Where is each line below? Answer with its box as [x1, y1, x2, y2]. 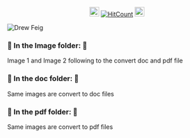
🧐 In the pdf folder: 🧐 [7, 107, 78, 117]
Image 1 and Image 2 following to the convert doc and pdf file [7, 56, 183, 65]
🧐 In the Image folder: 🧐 [7, 40, 88, 50]
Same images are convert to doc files [7, 89, 115, 98]
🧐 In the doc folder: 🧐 [7, 74, 79, 83]
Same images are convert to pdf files [7, 122, 113, 131]
